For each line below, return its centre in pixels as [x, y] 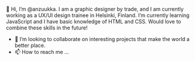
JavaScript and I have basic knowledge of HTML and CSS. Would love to [94, 21]
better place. [30, 45]
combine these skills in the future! [47, 28]
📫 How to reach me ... [42, 52]
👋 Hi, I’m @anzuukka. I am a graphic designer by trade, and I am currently [95, 9]
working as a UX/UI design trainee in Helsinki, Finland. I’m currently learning [98, 15]
